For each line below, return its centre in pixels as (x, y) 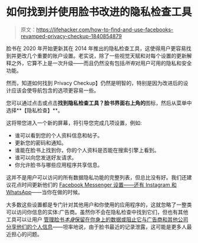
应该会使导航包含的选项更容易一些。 (55, 90)
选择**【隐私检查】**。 (35, 110)
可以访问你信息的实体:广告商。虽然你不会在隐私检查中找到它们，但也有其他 (97, 212)
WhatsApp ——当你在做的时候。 (45, 192)
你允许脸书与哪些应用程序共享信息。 (59, 165)
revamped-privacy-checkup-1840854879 (71, 36)
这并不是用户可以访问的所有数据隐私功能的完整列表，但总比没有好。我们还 (96, 177)
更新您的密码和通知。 (40, 143)
